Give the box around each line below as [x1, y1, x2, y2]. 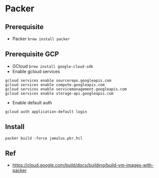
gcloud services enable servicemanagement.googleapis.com [5, 87, 127, 91]
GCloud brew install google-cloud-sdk [12, 63, 93, 69]
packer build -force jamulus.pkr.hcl [5, 135, 83, 141]
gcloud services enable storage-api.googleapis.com [5, 91, 114, 96]
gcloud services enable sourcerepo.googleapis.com [5, 78, 112, 83]
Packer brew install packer [12, 36, 70, 42]
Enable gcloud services [12, 68, 60, 74]
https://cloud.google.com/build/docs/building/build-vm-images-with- [12, 162, 154, 168]
